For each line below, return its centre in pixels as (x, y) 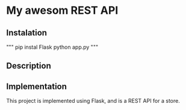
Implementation (37, 86)
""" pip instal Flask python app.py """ (52, 47)
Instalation (26, 33)
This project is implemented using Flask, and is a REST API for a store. (93, 101)
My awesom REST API (62, 11)
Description (29, 66)
